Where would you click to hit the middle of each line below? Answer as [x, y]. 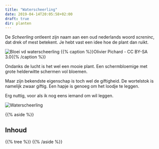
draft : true [17, 19]
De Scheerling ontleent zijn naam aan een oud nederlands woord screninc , [80, 37]
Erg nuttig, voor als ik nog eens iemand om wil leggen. [59, 96]
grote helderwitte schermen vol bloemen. [46, 72]
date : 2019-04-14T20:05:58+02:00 [39, 14]
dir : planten [18, 23]
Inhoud [16, 130]
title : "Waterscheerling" [31, 10]
